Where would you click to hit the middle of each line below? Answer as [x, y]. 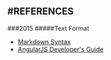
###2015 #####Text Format [48, 28]
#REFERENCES [41, 12]
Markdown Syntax [44, 42]
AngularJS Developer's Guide [60, 49]
